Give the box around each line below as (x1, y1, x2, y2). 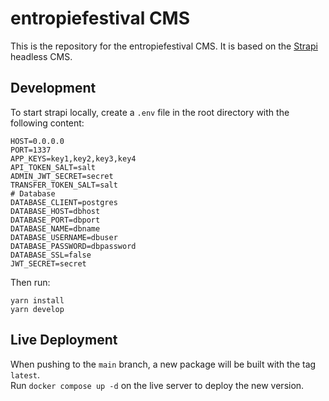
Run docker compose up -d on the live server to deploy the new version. (10, 379, 305, 391)
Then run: (10, 276, 51, 288)
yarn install (10, 295, 65, 306)
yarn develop (10, 304, 65, 314)
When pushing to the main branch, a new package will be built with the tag (10, 358, 317, 370)
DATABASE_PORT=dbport (10, 215, 101, 225)
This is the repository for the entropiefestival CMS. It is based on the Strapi (10, 40, 318, 52)
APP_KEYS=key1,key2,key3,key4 (10, 153, 137, 164)
